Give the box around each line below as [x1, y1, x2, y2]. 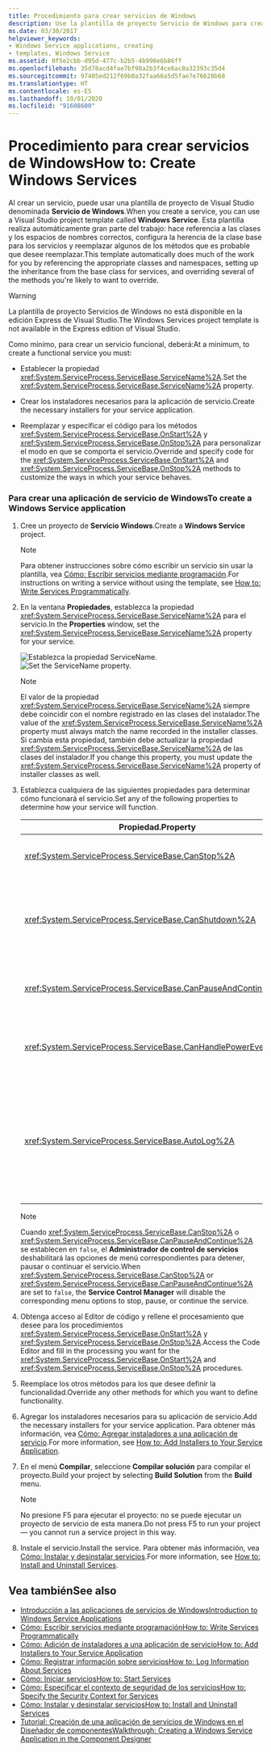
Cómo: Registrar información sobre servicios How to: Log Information [19, 1657, 249, 1666]
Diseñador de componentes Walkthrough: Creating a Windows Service [19, 1725, 253, 1735]
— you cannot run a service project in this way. [19, 1527, 177, 1537]
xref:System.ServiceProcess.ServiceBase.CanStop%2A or [19, 1270, 214, 1280]
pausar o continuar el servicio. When [19, 1262, 141, 1272]
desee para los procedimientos [19, 1320, 123, 1330]
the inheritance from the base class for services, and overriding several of [8, 267, 255, 277]
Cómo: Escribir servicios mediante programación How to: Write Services [19, 1623, 260, 1632]
